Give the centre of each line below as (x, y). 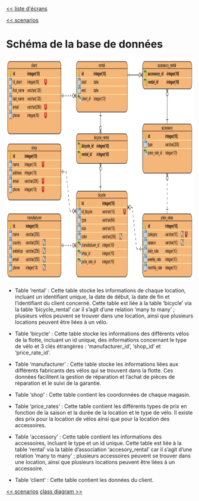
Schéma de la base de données (85, 44)
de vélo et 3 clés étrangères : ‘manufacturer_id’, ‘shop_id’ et (88, 346)
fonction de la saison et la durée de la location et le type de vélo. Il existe (104, 412)
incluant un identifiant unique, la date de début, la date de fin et (92, 297)
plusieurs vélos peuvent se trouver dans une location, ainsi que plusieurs (104, 316)
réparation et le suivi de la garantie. (58, 383)
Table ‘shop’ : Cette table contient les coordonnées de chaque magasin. (102, 394)
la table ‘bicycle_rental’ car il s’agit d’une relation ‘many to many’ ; (95, 309)
